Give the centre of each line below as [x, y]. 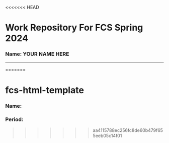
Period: [14, 119]
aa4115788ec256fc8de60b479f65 [128, 130]
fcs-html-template [45, 90]
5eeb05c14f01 [107, 135]
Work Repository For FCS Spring [74, 28]
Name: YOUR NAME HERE [37, 54]
